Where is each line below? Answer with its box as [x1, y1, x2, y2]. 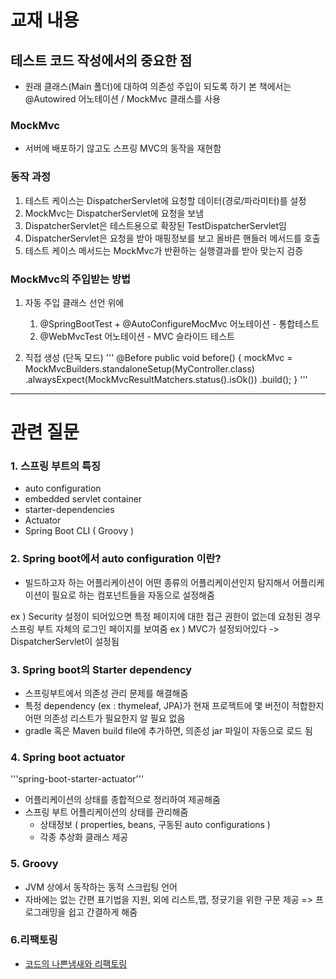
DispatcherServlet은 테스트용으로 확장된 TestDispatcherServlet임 [24, 219, 287, 231]
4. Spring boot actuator [10, 750, 126, 764]
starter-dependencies [24, 504, 115, 516]
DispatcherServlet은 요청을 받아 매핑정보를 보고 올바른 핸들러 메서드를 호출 [24, 232, 321, 244]
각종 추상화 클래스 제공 [39, 831, 129, 843]
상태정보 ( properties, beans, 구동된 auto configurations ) [39, 819, 271, 831]
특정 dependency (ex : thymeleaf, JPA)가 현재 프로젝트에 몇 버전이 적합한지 [24, 699, 325, 711]
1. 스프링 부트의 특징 [10, 459, 102, 473]
